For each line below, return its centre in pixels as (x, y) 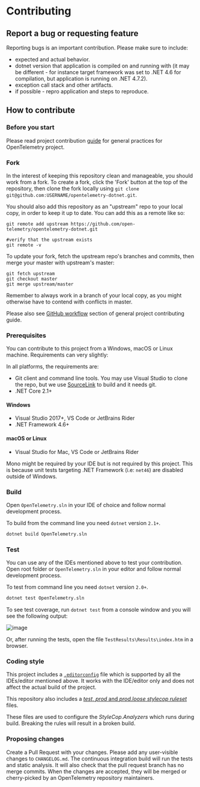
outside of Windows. (32, 476)
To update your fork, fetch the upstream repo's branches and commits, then (100, 256)
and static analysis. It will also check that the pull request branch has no (95, 765)
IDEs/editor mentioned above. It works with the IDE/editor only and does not (100, 681)
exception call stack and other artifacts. (64, 85)
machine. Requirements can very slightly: (57, 355)
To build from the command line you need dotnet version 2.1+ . (83, 523)
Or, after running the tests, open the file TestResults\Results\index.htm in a (100, 639)
